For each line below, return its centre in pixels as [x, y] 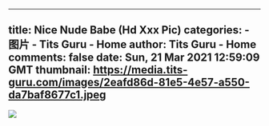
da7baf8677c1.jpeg [57, 95]
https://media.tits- [141, 70]
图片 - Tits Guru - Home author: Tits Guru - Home [132, 45]
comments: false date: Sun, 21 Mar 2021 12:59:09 [134, 58]
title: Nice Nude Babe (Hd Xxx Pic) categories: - [129, 30]
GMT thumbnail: [50, 70]
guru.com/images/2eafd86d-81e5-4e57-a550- [129, 83]
